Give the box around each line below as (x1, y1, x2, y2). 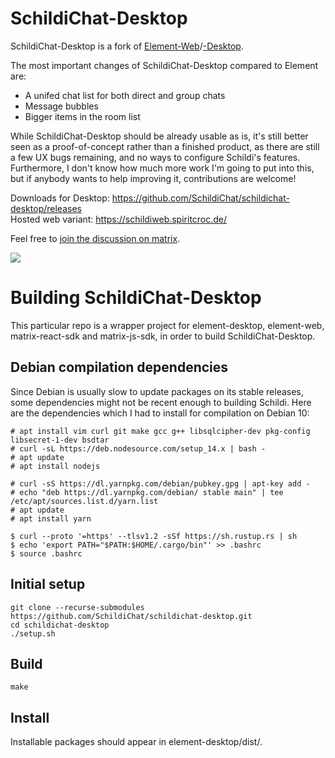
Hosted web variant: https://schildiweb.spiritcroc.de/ (10, 213, 228, 225)
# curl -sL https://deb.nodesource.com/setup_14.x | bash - (10, 443, 267, 454)
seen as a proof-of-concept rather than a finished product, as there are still (10, 140, 320, 152)
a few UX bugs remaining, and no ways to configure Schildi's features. (10, 151, 301, 163)
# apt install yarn (10, 513, 92, 524)
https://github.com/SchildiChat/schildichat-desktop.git (10, 611, 253, 621)
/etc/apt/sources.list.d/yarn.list (10, 496, 159, 506)
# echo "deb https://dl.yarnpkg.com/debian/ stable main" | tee (10, 487, 284, 497)
